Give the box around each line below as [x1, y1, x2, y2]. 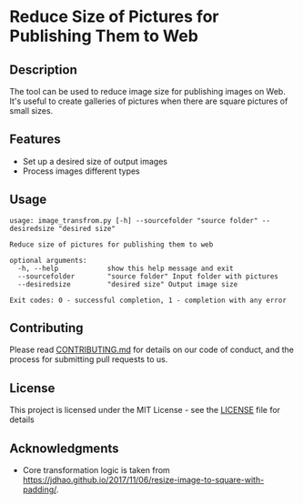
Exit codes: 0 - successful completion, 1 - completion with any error [9, 296, 287, 305]
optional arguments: [9, 256, 88, 265]
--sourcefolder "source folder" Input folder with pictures [17, 271, 279, 281]
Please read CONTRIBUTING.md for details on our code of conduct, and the [9, 344, 294, 356]
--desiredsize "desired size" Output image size [17, 279, 238, 288]
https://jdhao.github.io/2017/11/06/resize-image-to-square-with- [22, 475, 265, 486]
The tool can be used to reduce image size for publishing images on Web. [9, 86, 287, 96]
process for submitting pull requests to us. [9, 354, 168, 365]
